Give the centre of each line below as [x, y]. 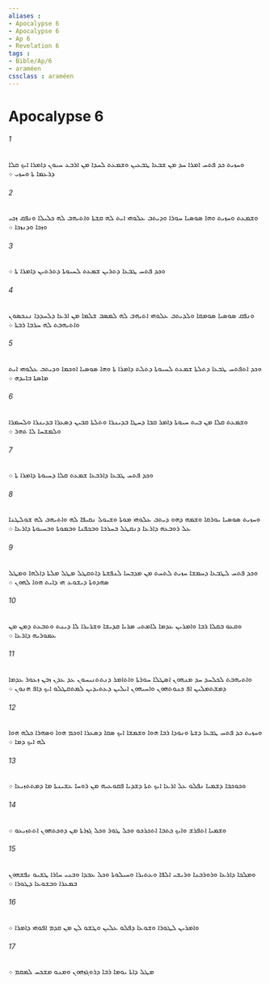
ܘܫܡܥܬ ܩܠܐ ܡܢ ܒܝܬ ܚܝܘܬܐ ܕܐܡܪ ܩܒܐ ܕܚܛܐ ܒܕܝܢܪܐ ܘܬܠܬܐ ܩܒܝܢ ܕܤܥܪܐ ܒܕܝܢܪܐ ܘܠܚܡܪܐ [128, 421]
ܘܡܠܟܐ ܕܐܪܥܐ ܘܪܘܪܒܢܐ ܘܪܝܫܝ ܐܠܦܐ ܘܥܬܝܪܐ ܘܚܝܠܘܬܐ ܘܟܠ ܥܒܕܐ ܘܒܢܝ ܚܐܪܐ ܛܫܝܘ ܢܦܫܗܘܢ [132, 874]
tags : [19, 53]
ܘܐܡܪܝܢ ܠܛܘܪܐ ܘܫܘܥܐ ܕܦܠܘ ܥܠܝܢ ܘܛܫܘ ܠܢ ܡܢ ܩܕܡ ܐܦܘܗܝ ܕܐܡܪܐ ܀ [104, 927]
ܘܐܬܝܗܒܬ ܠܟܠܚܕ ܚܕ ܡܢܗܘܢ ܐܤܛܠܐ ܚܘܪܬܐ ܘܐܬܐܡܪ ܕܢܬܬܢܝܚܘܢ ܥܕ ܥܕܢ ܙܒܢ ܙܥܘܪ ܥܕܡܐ [130, 679]
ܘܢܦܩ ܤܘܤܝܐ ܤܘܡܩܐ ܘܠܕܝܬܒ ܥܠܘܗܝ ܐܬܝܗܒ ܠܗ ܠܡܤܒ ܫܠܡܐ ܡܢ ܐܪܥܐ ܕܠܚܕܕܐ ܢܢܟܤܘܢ [131, 315]
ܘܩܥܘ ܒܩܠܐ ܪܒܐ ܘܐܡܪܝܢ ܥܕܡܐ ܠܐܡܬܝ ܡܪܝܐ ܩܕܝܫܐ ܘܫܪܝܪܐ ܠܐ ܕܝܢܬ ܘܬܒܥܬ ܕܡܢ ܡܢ [125, 626]
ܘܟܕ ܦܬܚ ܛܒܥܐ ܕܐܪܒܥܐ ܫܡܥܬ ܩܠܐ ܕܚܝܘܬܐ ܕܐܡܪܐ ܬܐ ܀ [81, 475]
